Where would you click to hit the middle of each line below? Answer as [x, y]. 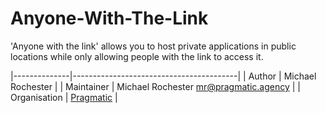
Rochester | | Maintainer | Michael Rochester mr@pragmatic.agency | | [155, 86]
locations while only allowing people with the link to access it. [137, 56]
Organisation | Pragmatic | [64, 97]
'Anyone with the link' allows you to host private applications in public [153, 46]
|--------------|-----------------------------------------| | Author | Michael [163, 76]
